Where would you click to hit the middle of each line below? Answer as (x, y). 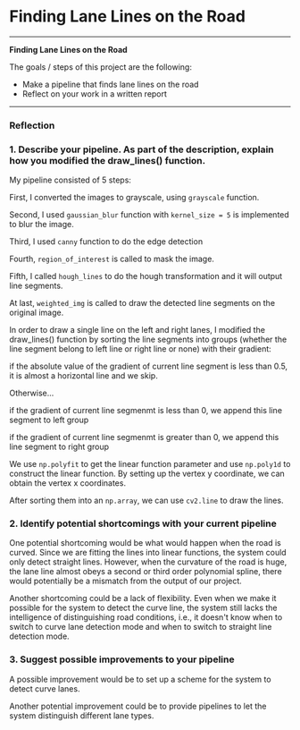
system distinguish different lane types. (82, 715)
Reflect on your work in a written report (95, 93)
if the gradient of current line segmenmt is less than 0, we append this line (146, 411)
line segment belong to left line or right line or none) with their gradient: (141, 349)
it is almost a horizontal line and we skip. (83, 376)
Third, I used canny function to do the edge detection (106, 242)
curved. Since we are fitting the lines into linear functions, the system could (148, 553)
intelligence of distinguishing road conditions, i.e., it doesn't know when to (146, 617)
